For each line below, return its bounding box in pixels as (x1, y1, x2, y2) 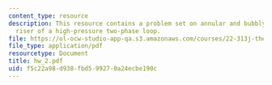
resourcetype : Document (8, 49, 89, 57)
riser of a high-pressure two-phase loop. (15, 27, 161, 35)
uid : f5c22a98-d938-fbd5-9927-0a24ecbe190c (8, 65, 158, 73)
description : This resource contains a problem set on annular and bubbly (8, 19, 266, 28)
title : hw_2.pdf (8, 57, 63, 66)
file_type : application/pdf (8, 42, 104, 50)
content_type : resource (8, 11, 89, 20)
